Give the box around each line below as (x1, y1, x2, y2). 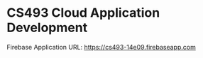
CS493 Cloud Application (6, 5, 160, 21)
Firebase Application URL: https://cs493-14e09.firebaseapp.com (6, 43, 196, 51)
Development (6, 20, 88, 36)
